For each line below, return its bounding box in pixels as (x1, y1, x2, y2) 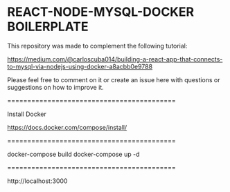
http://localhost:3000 (7, 177, 68, 185)
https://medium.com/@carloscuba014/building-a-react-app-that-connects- (7, 55, 223, 63)
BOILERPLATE (7, 19, 89, 35)
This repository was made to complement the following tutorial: (7, 41, 188, 50)
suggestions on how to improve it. (7, 83, 104, 91)
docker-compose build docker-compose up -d (7, 150, 140, 158)
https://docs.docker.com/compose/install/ (7, 123, 127, 131)
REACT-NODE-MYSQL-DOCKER (7, 4, 195, 20)
